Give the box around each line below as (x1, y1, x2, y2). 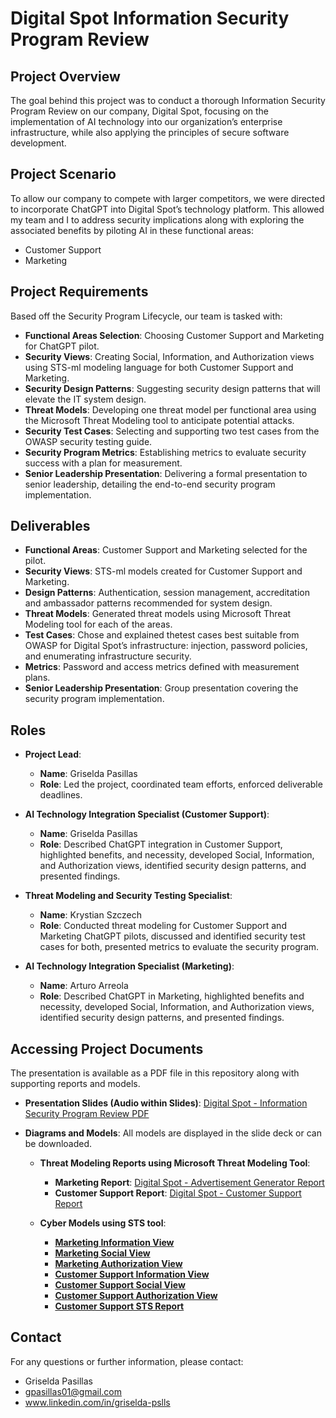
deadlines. (39, 789, 83, 801)
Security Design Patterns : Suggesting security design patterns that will (24, 382, 321, 394)
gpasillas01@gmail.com (24, 1385, 122, 1397)
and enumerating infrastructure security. (24, 650, 192, 662)
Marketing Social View (54, 1247, 151, 1259)
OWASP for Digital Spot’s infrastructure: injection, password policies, (24, 640, 308, 652)
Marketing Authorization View (54, 1258, 183, 1270)
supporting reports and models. (10, 1078, 141, 1090)
